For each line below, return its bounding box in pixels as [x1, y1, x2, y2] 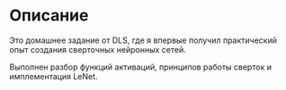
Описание [9, 5, 89, 26]
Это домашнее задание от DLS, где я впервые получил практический [9, 35, 277, 45]
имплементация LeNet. [9, 70, 98, 81]
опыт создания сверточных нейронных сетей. [9, 44, 186, 54]
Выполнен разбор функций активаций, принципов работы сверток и [9, 61, 273, 72]
